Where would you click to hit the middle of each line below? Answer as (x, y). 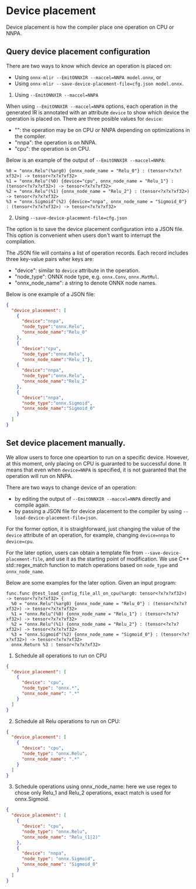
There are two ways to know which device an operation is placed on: (89, 66)
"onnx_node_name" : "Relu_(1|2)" (61, 837)
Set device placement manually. (66, 443)
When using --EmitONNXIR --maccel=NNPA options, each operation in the (92, 106)
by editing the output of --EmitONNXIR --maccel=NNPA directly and (92, 498)
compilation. (21, 241)
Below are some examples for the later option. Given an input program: (91, 582)
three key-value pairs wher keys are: (50, 259)
